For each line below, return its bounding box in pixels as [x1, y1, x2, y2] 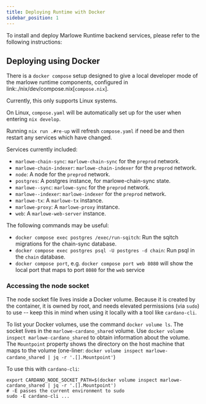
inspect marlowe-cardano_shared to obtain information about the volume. [6, 333, 190, 341]
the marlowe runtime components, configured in [6, 79, 129, 86]
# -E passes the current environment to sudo [6, 387, 124, 394]
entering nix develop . [6, 115, 61, 123]
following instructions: [6, 38, 63, 45]
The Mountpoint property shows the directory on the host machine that [6, 340, 185, 348]
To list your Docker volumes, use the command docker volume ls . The [6, 320, 184, 328]
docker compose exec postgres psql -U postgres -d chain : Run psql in [15, 247, 195, 254]
